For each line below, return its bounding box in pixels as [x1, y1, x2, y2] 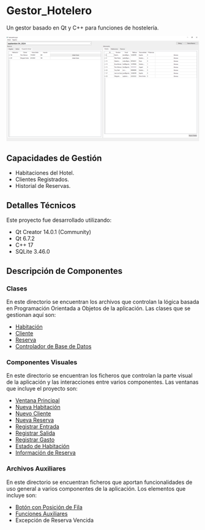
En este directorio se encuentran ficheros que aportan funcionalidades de [6, 478, 193, 486]
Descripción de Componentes [6, 265, 123, 276]
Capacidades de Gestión [6, 153, 102, 163]
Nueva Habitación [15, 403, 61, 411]
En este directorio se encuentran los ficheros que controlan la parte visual [6, 372, 193, 380]
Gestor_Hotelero [6, 4, 92, 18]
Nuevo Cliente [15, 410, 51, 418]
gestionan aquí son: [6, 311, 56, 318]
